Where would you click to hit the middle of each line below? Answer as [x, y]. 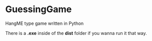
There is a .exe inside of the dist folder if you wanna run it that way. [76, 33]
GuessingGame [39, 9]
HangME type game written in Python [44, 23]
